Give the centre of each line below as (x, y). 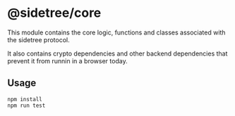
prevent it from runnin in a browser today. (68, 60)
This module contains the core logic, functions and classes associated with (116, 32)
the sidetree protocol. (39, 39)
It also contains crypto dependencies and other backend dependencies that (117, 53)
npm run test (26, 105)
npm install (25, 99)
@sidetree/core (54, 13)
